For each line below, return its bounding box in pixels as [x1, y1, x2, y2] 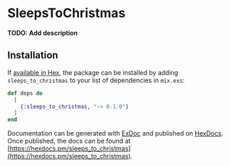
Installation [7, 49, 58, 61]
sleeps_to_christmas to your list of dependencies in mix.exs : [7, 76, 185, 84]
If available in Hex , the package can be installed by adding [7, 68, 179, 76]
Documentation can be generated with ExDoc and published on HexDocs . [7, 129, 224, 138]
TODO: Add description [7, 29, 78, 37]
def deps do [7, 89, 43, 97]
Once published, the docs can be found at [7, 137, 131, 146]
